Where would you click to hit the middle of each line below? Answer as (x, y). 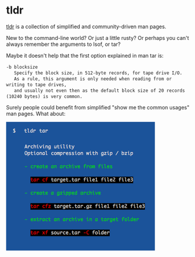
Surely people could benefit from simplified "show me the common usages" (98, 107)
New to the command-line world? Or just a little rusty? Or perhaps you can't (97, 38)
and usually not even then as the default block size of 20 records (99, 91)
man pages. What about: (36, 114)
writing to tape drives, (36, 85)
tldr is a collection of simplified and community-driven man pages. (86, 26)
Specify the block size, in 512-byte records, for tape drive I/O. (98, 73)
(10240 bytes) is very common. (44, 96)
